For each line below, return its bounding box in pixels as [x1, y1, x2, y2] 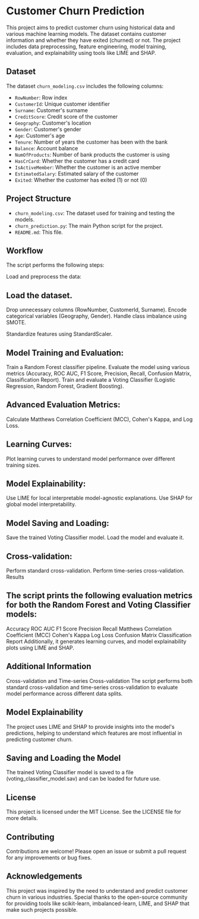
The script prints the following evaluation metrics [6, 590, 193, 601]
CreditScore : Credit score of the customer [14, 113, 118, 120]
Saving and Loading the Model [6, 753, 121, 763]
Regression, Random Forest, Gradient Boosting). [6, 383, 124, 389]
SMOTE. [6, 319, 27, 326]
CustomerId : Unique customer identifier [14, 100, 110, 107]
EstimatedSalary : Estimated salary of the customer [14, 170, 139, 177]
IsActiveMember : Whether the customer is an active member [14, 163, 162, 171]
